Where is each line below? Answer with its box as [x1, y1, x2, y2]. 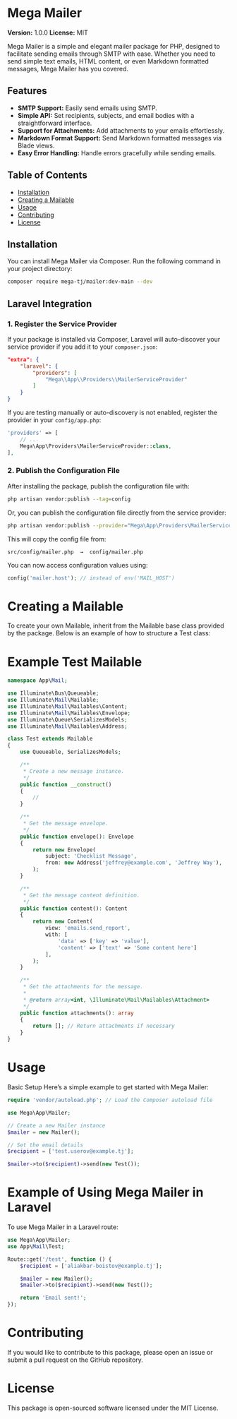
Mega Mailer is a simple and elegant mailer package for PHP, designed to [7, 42, 221, 50]
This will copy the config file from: [7, 534, 107, 543]
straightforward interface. [17, 119, 92, 127]
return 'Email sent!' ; [20, 1294, 87, 1302]
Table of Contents [7, 169, 88, 181]
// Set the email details [7, 1142, 83, 1149]
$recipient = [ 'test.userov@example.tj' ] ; [7, 1148, 134, 1155]
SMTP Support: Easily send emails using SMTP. [17, 104, 157, 112]
